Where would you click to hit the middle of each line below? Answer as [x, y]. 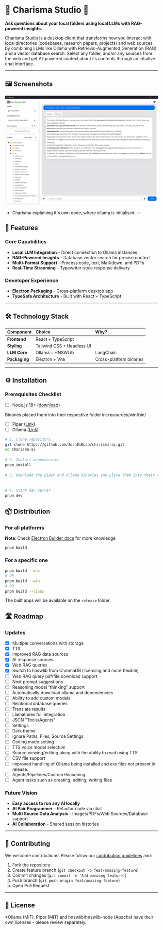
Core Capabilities [26, 242]
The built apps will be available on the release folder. [58, 600]
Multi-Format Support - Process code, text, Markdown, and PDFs [78, 263]
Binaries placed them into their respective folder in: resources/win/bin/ [76, 415]
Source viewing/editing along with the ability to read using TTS [75, 753]
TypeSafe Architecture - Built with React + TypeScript [67, 296]
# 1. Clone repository [28, 439]
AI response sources [33, 660]
